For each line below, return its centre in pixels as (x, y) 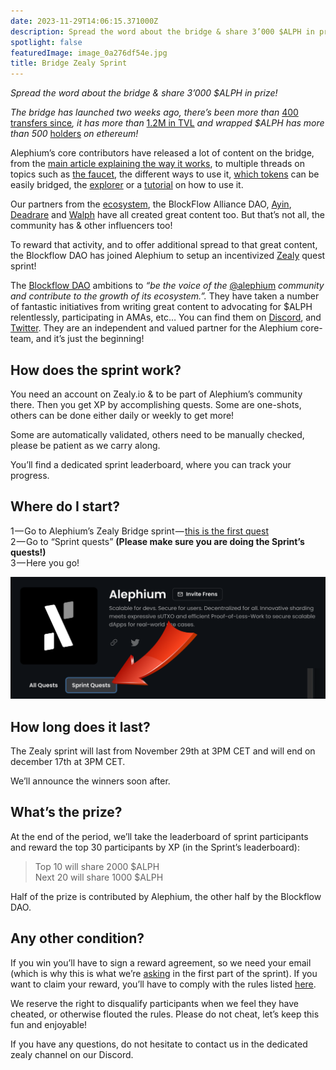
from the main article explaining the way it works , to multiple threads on (157, 164)
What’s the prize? (66, 812)
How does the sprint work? (96, 370)
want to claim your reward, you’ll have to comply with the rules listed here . (163, 984)
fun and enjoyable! (49, 1024)
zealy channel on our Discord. (72, 1054)
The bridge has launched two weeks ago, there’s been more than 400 (154, 112)
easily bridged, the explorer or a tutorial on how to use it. (127, 185)
